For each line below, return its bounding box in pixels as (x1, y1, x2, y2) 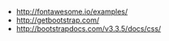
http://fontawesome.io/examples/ (15, 7, 128, 16)
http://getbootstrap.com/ (15, 15, 100, 25)
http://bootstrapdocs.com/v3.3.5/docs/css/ (15, 24, 162, 33)
